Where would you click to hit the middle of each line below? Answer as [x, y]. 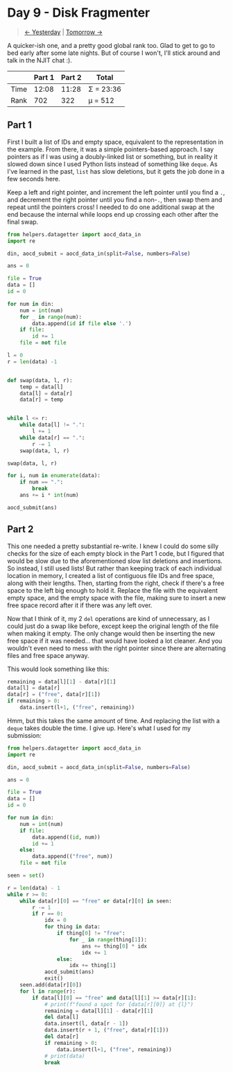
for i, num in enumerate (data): [54, 476]
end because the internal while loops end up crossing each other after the [113, 214]
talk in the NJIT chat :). [40, 60]
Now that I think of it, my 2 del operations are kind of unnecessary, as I [109, 618]
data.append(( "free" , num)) [72, 857]
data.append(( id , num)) [66, 837]
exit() [54, 979]
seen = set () [26, 876]
